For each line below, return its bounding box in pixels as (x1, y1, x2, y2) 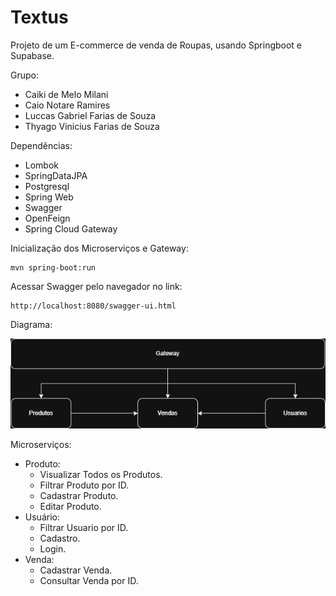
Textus (10, 6, 69, 29)
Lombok (24, 159, 60, 171)
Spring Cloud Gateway (24, 222, 118, 235)
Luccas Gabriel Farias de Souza (24, 109, 157, 121)
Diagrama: (10, 318, 53, 330)
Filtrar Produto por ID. (39, 479, 130, 491)
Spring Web (24, 191, 74, 203)
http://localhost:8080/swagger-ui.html (10, 301, 177, 311)
